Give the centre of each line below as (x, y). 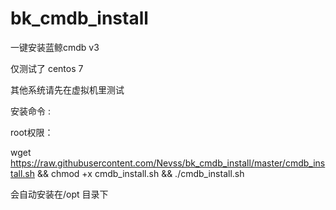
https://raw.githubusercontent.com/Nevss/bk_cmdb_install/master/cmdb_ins (168, 163)
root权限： (32, 132)
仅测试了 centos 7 (47, 68)
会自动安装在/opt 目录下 (59, 194)
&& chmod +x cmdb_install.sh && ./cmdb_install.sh (140, 173)
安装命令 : (30, 111)
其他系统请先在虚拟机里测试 (67, 89)
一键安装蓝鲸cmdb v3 (55, 47)
